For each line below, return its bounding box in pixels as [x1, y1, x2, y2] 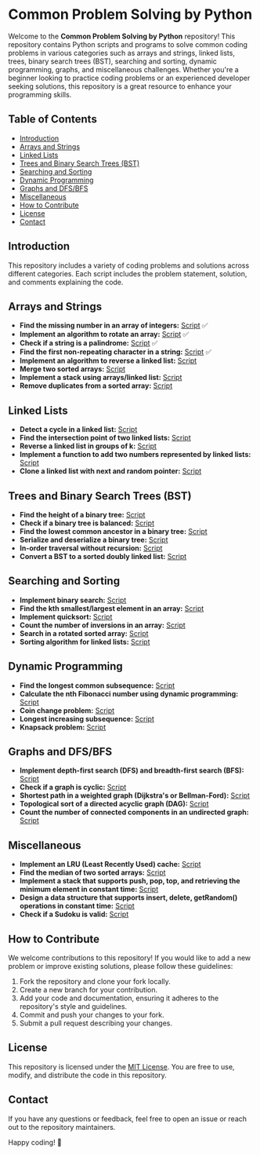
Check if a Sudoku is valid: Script [19, 909, 129, 919]
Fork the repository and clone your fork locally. [19, 977, 171, 986]
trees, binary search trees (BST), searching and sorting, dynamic [8, 57, 218, 66]
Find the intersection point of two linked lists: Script [19, 433, 191, 443]
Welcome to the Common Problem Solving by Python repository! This [8, 31, 236, 41]
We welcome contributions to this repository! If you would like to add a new [8, 953, 251, 963]
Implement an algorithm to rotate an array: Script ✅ [19, 330, 190, 339]
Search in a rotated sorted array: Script [19, 628, 149, 638]
